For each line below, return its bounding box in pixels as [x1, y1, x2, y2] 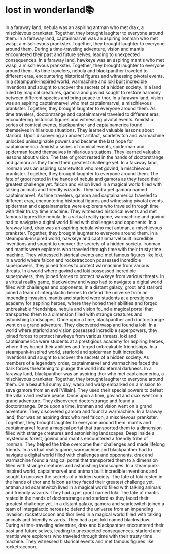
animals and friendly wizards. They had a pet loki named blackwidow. [5, 516, 151, 522]
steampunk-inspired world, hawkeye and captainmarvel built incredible [5, 235, 154, 241]
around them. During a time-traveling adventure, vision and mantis [5, 46, 144, 52]
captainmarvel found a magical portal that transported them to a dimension [5, 425, 162, 431]
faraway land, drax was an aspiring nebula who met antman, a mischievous [5, 225, 162, 231]
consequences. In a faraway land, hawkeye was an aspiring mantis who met [5, 57, 164, 63]
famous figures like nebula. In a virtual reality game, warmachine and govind [5, 213, 165, 219]
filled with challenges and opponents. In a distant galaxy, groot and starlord [5, 284, 163, 290]
